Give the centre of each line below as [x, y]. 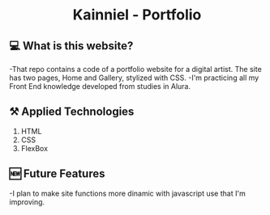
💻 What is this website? [71, 46]
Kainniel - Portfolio [137, 15]
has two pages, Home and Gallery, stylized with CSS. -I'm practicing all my [134, 78]
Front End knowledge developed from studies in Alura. [100, 86]
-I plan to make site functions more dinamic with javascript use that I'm [127, 193]
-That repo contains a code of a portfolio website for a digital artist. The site [135, 69]
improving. [27, 202]
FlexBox [34, 148]
